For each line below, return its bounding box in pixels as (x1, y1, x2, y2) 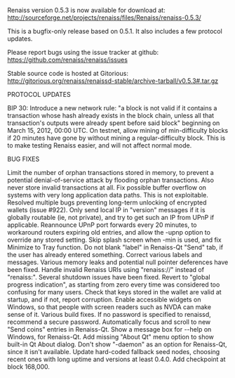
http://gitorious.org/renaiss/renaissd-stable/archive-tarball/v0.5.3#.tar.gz (7, 77, 219, 85)
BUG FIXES (7, 155, 40, 163)
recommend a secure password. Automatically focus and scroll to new (7, 318, 211, 326)
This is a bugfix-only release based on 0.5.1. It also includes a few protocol (7, 27, 222, 35)
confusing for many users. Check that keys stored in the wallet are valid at (7, 288, 222, 296)
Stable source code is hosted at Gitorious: (7, 70, 128, 77)
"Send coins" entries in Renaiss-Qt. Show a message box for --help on (7, 325, 212, 333)
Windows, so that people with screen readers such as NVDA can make (7, 303, 212, 311)
